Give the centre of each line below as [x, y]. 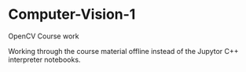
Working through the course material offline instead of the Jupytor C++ [123, 51]
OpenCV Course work [44, 36]
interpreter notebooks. [44, 59]
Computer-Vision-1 [72, 14]
